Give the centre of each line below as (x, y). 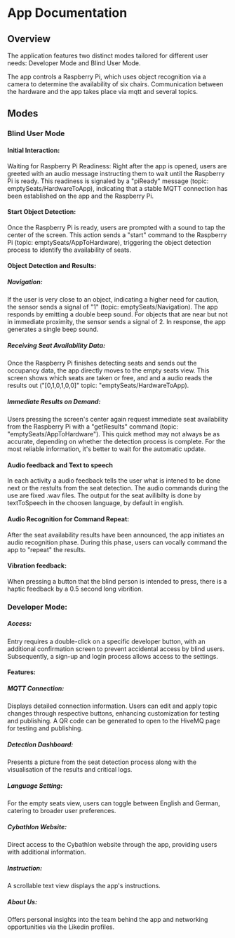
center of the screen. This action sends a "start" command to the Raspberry (117, 235)
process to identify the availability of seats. (69, 250)
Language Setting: (35, 785)
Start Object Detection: (42, 212)
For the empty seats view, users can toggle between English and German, (114, 803)
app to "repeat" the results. (47, 549)
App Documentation (67, 13)
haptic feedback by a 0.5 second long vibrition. (75, 589)
